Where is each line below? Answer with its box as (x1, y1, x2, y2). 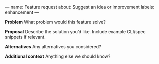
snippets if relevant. (5, 34, 46, 40)
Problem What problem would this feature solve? (5, 19, 106, 25)
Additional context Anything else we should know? (5, 53, 111, 59)
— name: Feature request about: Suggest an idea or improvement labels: (5, 4, 155, 10)
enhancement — (5, 9, 39, 15)
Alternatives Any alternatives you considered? (5, 44, 101, 49)
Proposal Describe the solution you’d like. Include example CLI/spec (5, 29, 146, 34)
